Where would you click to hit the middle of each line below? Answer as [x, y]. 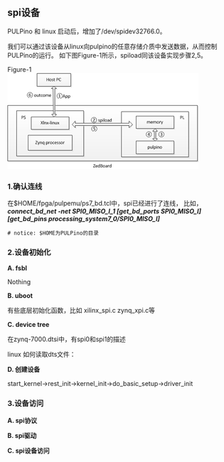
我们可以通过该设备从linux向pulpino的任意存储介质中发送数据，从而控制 [112, 46]
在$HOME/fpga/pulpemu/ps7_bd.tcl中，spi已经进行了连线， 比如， [105, 203]
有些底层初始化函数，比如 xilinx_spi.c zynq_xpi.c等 [81, 311]
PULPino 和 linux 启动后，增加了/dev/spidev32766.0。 [87, 31]
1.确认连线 [25, 186]
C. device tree [28, 325]
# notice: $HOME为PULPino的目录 [53, 233]
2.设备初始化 [29, 252]
